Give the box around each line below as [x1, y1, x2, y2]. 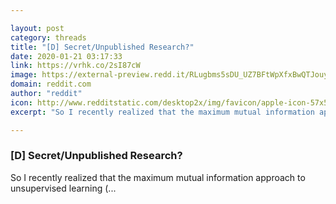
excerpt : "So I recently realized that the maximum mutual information [10, 107, 315, 117]
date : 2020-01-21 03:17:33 [10, 51, 123, 61]
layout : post [10, 23, 65, 33]
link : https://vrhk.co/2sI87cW [10, 61, 141, 71]
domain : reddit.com [10, 79, 92, 90]
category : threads [10, 32, 87, 43]
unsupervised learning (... [10, 182, 117, 194]
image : [10, 70, 38, 80]
